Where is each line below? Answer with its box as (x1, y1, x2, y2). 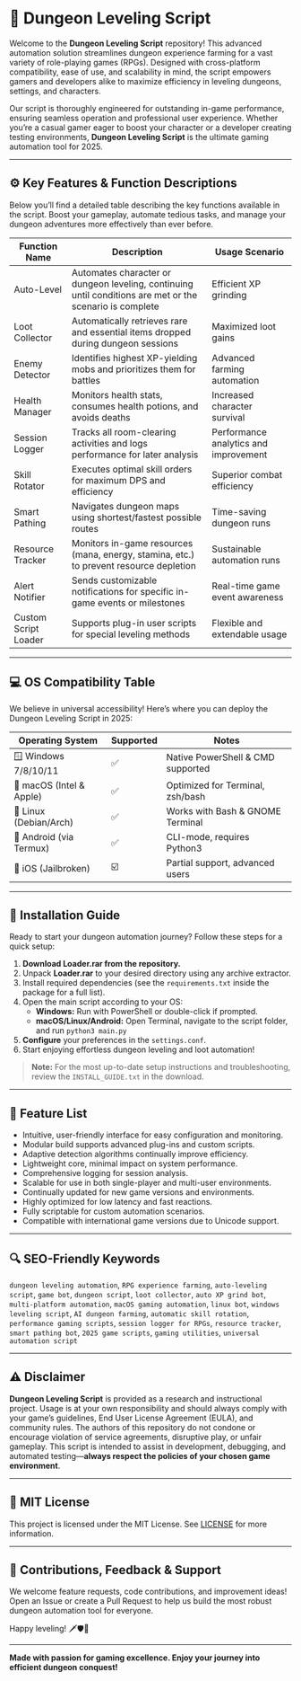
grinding (211, 288, 247, 301)
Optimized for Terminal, (166, 779, 265, 792)
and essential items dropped (71, 325, 191, 338)
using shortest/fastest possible (71, 511, 202, 524)
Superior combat (211, 468, 283, 481)
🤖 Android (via (13, 830, 74, 843)
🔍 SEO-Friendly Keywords (9, 1251, 160, 1266)
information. (9, 1527, 55, 1539)
